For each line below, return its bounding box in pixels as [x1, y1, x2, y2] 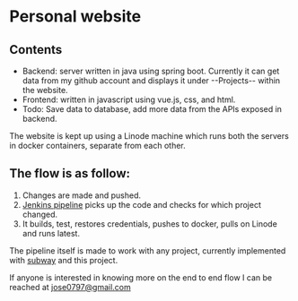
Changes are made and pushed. [22, 190, 142, 201]
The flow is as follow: [9, 166, 131, 181]
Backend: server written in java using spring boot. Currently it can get [22, 65, 280, 76]
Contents [9, 42, 63, 57]
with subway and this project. [9, 254, 118, 265]
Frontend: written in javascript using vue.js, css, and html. [22, 94, 236, 105]
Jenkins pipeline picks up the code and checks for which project [22, 199, 262, 210]
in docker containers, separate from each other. [9, 141, 186, 150]
